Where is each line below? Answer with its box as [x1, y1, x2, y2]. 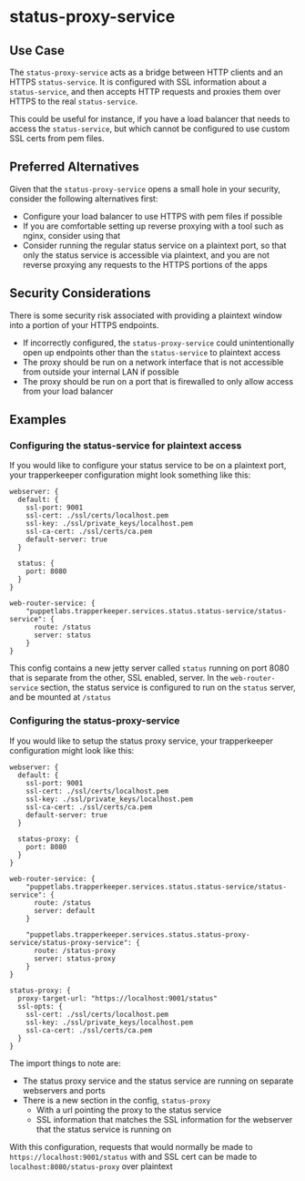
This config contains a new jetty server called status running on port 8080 [9, 662, 290, 673]
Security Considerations [9, 285, 152, 302]
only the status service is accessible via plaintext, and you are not [22, 249, 270, 261]
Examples [9, 412, 66, 427]
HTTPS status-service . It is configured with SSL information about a [9, 77, 267, 87]
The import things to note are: [9, 1057, 121, 1068]
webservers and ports [22, 1084, 107, 1095]
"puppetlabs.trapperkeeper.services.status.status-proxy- [25, 929, 250, 940]
